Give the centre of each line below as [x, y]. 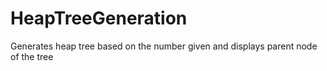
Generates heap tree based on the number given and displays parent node [164, 46]
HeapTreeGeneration [99, 18]
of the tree [32, 56]
